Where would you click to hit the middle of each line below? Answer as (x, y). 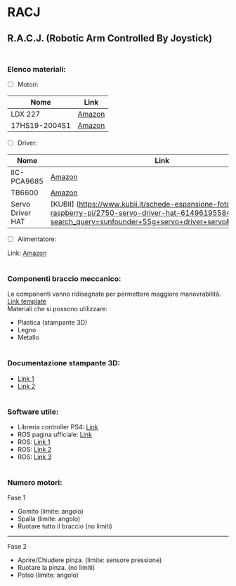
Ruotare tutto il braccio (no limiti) (65, 526)
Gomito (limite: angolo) (51, 512)
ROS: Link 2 (34, 449)
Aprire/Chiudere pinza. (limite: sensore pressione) (90, 560)
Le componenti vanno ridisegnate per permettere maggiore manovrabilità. (114, 294)
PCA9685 (27, 181)
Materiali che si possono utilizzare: (57, 309)
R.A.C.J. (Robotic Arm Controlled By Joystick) (110, 38)
